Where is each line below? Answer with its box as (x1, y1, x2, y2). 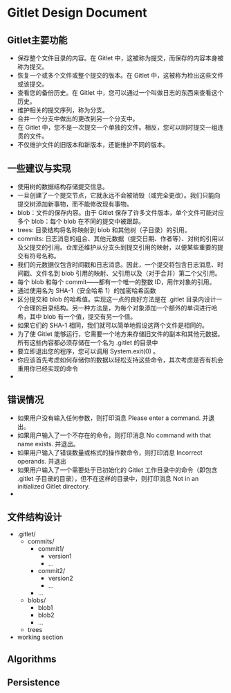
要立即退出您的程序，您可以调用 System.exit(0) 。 (17, 346, 160, 355)
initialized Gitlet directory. (17, 482, 90, 490)
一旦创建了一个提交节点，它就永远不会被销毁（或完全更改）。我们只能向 (17, 191, 221, 199)
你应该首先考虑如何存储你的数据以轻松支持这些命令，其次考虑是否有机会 (17, 356, 223, 364)
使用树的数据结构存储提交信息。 (17, 182, 109, 191)
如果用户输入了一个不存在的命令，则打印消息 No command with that (17, 431, 212, 439)
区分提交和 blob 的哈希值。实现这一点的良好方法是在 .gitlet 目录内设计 (17, 295, 216, 303)
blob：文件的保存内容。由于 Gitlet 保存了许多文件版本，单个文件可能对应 (17, 208, 225, 216)
